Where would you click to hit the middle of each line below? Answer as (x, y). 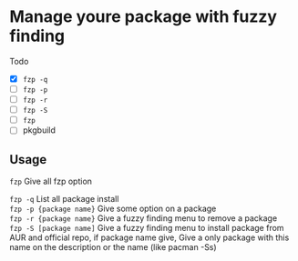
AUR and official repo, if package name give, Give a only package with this (149, 237)
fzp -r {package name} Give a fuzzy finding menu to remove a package (144, 218)
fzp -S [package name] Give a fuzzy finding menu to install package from (147, 228)
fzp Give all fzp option (51, 181)
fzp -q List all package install (64, 199)
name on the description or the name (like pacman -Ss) (113, 247)
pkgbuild (39, 130)
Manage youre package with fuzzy (144, 17)
